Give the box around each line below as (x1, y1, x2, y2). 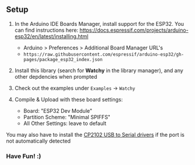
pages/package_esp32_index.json (23, 56, 103, 62)
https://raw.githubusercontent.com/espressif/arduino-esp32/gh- (23, 51, 184, 58)
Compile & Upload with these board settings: (14, 96, 123, 103)
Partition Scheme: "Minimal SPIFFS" (23, 113, 110, 120)
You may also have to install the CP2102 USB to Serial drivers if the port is (6, 131, 185, 138)
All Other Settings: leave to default (23, 120, 107, 127)
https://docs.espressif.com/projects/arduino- (79, 26, 189, 33)
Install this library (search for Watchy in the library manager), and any (14, 67, 184, 74)
